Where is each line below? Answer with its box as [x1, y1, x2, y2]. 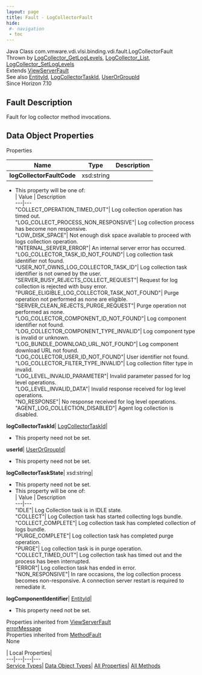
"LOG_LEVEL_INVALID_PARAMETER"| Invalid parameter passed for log [14, 372, 191, 380]
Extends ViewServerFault [6, 67, 69, 74]
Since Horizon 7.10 [6, 80, 52, 87]
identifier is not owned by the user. [14, 269, 101, 277]
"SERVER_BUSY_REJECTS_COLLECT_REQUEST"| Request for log [14, 276, 178, 283]
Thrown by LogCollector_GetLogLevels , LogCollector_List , [6, 54, 151, 61]
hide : [6, 20, 20, 26]
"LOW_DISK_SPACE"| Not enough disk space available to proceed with [14, 231, 191, 239]
